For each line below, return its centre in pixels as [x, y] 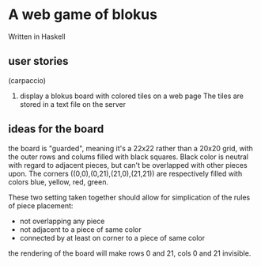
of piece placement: [41, 205]
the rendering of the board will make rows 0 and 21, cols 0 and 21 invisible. [130, 253]
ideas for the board [56, 129]
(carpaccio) [27, 80]
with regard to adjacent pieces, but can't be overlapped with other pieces [128, 165]
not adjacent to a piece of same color [80, 229]
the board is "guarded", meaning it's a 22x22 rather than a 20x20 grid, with [130, 148]
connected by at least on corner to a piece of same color [112, 237]
